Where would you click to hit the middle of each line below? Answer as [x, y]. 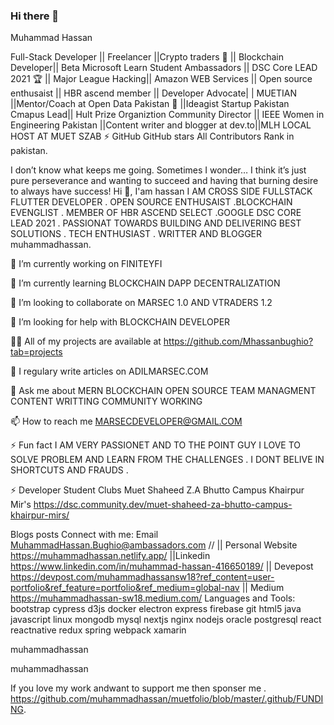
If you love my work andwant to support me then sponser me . [138, 688]
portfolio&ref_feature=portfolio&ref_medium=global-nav [125, 588]
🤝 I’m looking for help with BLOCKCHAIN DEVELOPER [120, 322]
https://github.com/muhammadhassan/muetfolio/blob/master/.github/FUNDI [167, 699]
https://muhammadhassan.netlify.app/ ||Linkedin [110, 556]
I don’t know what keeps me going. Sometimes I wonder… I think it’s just [158, 170]
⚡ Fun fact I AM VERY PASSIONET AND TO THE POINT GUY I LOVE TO [156, 445]
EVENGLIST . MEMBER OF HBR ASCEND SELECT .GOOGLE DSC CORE [156, 213]
